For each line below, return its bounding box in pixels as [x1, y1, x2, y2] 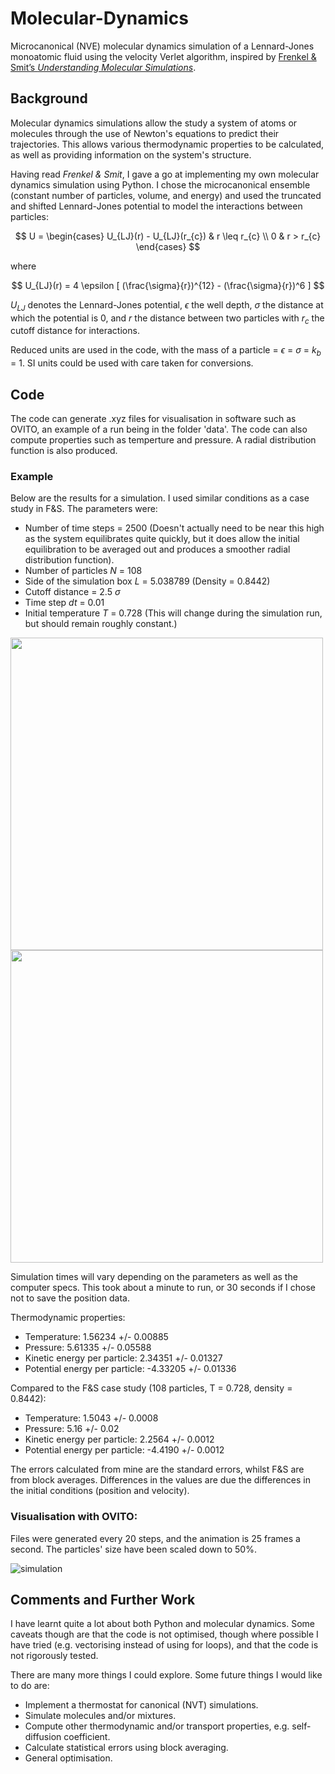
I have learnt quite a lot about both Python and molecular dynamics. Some [10, 1618, 315, 1630]
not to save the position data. [10, 1292, 130, 1304]
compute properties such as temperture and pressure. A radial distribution [10, 433, 317, 446]
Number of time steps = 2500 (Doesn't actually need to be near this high [24, 522, 325, 534]
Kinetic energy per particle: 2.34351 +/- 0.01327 [24, 1352, 223, 1364]
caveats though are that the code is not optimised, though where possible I [10, 1628, 319, 1641]
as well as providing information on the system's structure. [10, 148, 252, 161]
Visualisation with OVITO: [10, 1510, 138, 1524]
